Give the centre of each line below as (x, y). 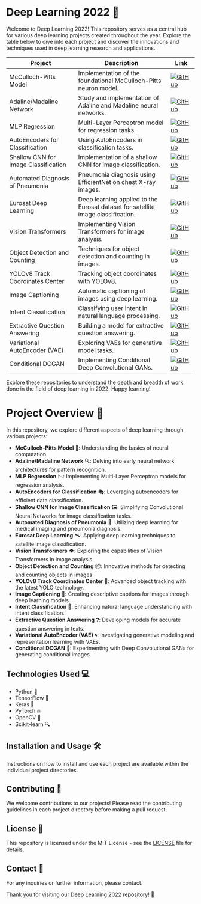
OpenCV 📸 (28, 717)
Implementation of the (109, 73)
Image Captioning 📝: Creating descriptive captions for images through (102, 594)
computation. (31, 454)
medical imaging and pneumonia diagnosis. (68, 528)
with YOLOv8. (98, 281)
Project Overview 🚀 (55, 413)
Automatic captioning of (112, 291)
